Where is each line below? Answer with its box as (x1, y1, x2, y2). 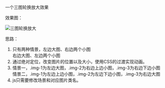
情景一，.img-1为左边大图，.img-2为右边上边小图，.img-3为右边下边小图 (12, 65, 161, 71)
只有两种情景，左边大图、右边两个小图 (12, 46, 91, 52)
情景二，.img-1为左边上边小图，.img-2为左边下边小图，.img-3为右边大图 (12, 71, 161, 77)
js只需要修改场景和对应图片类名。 (12, 77, 81, 83)
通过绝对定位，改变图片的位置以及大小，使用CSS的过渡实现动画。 (12, 59, 147, 64)
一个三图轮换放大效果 (5, 4, 49, 10)
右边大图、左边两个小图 (12, 52, 60, 58)
